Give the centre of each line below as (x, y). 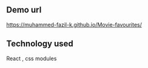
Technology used (40, 44)
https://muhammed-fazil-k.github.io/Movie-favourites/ (74, 24)
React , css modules (32, 58)
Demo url (24, 10)
